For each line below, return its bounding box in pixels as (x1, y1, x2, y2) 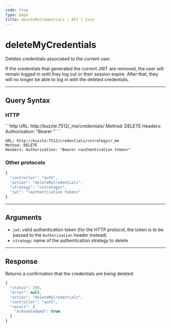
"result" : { (10, 304, 36, 309)
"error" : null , (10, 290, 42, 295)
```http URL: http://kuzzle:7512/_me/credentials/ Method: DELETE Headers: (5, 123, 162, 129)
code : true (5, 7, 28, 13)
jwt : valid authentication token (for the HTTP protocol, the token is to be (12, 226, 164, 233)
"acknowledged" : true (14, 309, 60, 314)
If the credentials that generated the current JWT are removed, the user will (5, 66, 164, 72)
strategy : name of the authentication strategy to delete (12, 238, 128, 244)
